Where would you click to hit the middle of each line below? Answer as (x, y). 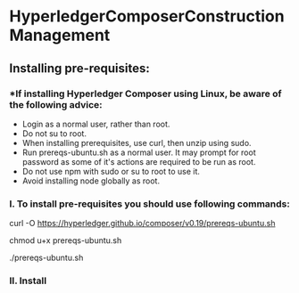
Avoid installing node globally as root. (91, 181)
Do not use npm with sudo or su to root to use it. (111, 171)
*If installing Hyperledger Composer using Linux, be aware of (145, 94)
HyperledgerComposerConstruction (147, 16)
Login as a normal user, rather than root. (96, 124)
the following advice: (56, 104)
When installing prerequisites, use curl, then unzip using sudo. (137, 142)
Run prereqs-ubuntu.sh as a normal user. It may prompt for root (139, 152)
